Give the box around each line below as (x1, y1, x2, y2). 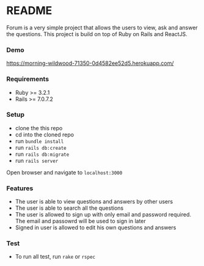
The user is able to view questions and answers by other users (15, 198, 173, 205)
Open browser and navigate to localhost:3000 (6, 169, 123, 176)
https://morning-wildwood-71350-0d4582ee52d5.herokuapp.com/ (6, 59, 174, 67)
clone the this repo (15, 124, 63, 131)
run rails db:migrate (15, 150, 70, 158)
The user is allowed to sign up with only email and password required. (15, 211, 191, 218)
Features (6, 184, 34, 193)
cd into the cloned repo (15, 131, 75, 138)
